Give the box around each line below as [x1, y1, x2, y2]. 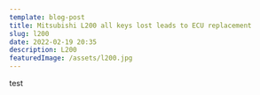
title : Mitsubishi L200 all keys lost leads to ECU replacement [9, 21, 252, 30]
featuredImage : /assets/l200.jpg [9, 54, 133, 62]
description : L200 [9, 46, 77, 55]
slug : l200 [9, 29, 50, 38]
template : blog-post [9, 12, 86, 22]
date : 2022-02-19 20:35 [9, 37, 98, 47]
